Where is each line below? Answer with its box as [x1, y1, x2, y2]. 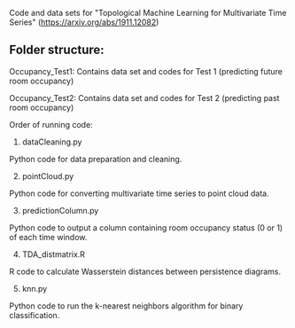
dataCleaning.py [21, 137, 82, 147]
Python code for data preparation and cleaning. [9, 153, 182, 164]
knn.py [21, 283, 48, 293]
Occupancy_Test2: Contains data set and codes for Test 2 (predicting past [9, 92, 280, 103]
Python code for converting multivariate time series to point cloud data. [9, 188, 269, 199]
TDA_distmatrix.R [21, 248, 86, 260]
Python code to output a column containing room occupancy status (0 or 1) [9, 222, 283, 233]
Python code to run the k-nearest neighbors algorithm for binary [9, 301, 244, 311]
